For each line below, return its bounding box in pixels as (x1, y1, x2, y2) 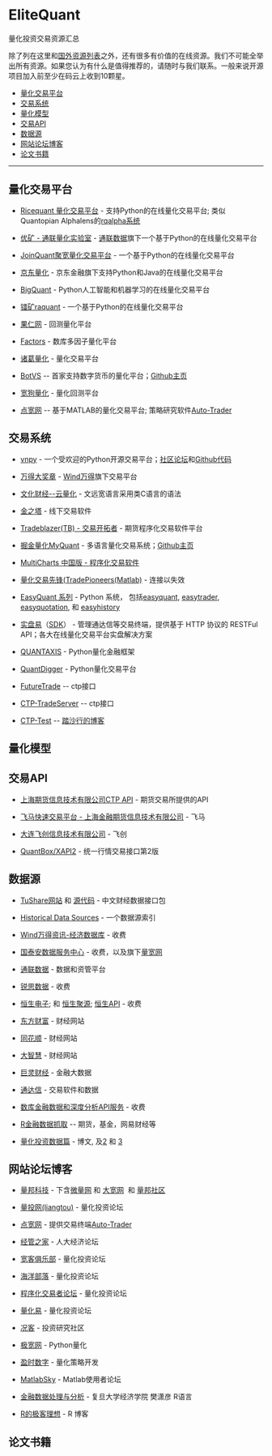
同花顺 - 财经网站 (19, 1033, 79, 1043)
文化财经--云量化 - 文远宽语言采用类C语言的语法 (19, 489, 182, 498)
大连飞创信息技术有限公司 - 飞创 (19, 829, 128, 839)
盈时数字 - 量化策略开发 (19, 1357, 100, 1367)
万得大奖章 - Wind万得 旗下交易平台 (19, 472, 138, 481)
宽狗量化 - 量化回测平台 (19, 387, 100, 398)
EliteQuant (8, 6, 81, 24)
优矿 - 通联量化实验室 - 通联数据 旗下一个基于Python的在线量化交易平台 (19, 233, 257, 242)
